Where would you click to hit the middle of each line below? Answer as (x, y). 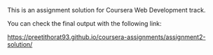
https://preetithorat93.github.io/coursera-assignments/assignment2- (106, 37)
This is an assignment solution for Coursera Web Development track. (106, 10)
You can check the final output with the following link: (85, 23)
